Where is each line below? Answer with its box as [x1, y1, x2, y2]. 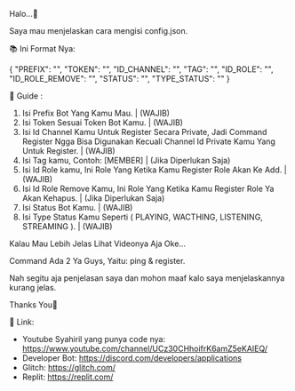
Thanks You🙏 [9, 299, 58, 310]
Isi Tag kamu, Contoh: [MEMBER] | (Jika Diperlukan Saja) [21, 156, 231, 165]
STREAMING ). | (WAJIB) [21, 221, 113, 231]
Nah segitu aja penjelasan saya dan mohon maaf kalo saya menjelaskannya [9, 273, 285, 283]
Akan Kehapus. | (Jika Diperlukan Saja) [21, 193, 165, 203]
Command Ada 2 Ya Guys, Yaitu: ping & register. [9, 256, 186, 266]
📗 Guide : [9, 91, 43, 101]
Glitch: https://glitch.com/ [21, 363, 116, 372]
